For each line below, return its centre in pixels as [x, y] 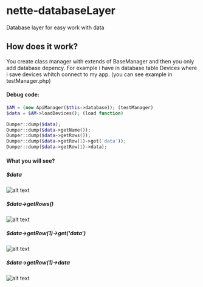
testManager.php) [29, 80]
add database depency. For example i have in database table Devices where [102, 68]
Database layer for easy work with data [55, 27]
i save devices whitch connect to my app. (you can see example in [89, 74]
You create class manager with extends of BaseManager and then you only [100, 61]
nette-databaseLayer [61, 11]
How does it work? [42, 47]
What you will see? [31, 161]
